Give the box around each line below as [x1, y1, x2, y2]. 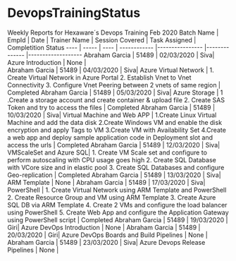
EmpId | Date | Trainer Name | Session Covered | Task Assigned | [7, 35, 197, 44]
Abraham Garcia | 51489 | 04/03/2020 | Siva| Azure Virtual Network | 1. [7, 66, 215, 74]
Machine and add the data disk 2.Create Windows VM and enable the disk [7, 118, 223, 126]
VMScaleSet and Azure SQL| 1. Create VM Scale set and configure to [7, 148, 208, 157]
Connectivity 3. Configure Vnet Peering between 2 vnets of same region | [7, 80, 221, 89]
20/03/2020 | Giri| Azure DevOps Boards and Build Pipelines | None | [7, 231, 208, 239]
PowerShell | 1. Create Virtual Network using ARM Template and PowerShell [7, 186, 227, 194]
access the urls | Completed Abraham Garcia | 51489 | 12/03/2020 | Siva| [7, 140, 221, 149]
